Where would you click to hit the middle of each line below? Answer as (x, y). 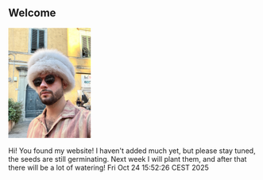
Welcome (32, 13)
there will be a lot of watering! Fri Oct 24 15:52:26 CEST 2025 (108, 167)
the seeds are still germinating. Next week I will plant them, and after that (128, 159)
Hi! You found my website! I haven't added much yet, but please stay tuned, (132, 151)
